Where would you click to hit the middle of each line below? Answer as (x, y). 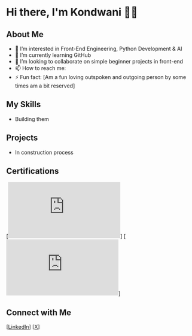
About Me (25, 34)
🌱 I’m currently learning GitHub (53, 55)
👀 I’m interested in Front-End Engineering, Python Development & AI (98, 49)
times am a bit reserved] (45, 86)
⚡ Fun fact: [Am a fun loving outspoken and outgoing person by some (100, 77)
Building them (32, 119)
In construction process (44, 152)
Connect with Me (39, 312)
